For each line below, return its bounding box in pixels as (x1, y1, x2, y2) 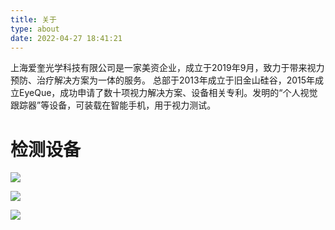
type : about (10, 24, 60, 34)
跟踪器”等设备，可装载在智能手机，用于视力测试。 (10, 99, 217, 111)
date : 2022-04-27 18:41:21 (10, 33, 123, 43)
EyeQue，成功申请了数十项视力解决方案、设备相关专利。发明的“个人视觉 (18, 87, 318, 99)
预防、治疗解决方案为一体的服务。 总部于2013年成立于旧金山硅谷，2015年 (10, 74, 316, 86)
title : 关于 (10, 14, 57, 25)
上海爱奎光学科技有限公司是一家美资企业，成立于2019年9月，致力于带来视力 (10, 62, 325, 74)
